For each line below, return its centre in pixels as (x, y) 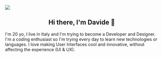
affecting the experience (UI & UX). (40, 49)
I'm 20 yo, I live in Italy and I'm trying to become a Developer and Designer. (80, 34)
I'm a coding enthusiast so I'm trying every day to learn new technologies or (81, 39)
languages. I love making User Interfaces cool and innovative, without (75, 44)
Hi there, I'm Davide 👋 (82, 22)
